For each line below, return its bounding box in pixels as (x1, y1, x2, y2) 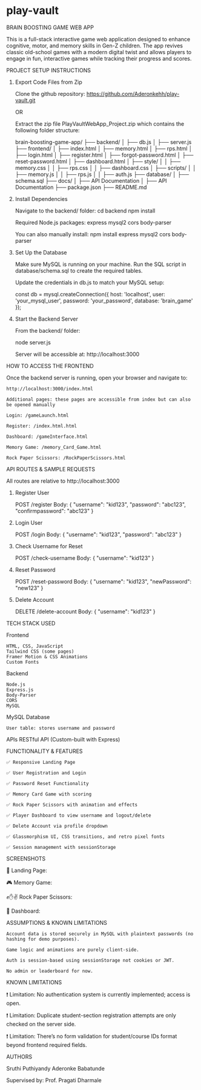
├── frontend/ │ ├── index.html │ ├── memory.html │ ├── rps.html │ (15, 145, 193, 152)
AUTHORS (6, 1053, 32, 1060)
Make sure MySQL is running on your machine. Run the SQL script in (15, 261, 186, 268)
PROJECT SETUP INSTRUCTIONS (6, 66, 91, 73)
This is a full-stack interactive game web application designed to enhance (6, 35, 191, 43)
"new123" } (15, 584, 44, 591)
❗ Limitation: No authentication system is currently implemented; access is (6, 990, 191, 998)
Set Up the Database (15, 248, 67, 256)
